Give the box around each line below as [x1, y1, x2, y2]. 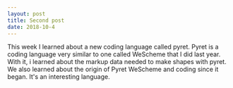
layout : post [7, 10, 46, 18]
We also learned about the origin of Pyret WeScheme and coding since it [7, 65, 219, 74]
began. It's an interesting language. [7, 73, 111, 81]
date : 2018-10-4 [7, 23, 55, 30]
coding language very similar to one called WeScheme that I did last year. [7, 50, 221, 58]
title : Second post [7, 17, 65, 24]
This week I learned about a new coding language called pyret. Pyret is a [7, 43, 219, 51]
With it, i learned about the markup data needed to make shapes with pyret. [7, 58, 227, 66]
